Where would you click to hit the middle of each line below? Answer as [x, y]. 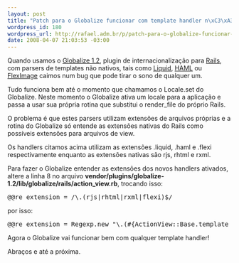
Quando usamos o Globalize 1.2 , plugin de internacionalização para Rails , [115, 60]
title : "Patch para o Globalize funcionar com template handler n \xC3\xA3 [121, 21]
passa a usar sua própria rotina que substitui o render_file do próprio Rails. [117, 104]
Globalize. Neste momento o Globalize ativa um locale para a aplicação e [114, 97]
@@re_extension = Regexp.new [58, 224]
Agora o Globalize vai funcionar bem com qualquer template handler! [108, 238]
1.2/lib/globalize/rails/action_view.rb [63, 184]
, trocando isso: [140, 184]
